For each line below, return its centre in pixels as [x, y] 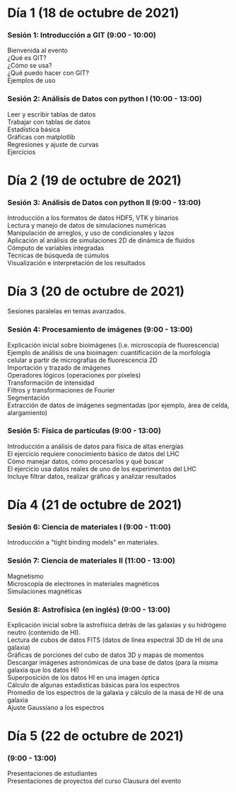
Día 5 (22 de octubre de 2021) [95, 736]
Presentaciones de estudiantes [52, 774]
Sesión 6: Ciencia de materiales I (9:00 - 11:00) [89, 527]
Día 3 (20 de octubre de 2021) [96, 292]
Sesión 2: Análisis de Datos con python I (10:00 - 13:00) [105, 99]
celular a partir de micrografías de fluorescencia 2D [82, 360]
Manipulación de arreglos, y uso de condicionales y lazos [91, 233]
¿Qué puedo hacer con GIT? [48, 73]
